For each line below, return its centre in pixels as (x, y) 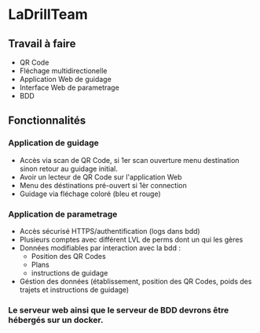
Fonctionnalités (47, 121)
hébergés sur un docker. (56, 320)
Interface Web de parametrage (69, 87)
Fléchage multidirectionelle (63, 71)
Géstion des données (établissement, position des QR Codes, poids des (135, 281)
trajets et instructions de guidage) (74, 290)
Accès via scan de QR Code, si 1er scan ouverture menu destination (129, 160)
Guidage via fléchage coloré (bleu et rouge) (90, 194)
